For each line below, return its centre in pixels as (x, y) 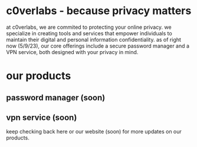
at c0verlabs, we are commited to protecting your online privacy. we (89, 27)
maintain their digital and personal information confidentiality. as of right (94, 39)
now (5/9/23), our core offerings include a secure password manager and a (98, 46)
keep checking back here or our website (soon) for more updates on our (94, 132)
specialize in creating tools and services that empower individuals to (89, 33)
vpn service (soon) (42, 117)
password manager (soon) (56, 97)
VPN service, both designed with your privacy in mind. (72, 52)
